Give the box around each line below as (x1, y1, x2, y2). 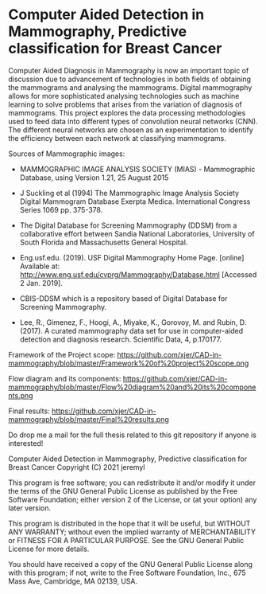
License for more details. (8, 544, 90, 553)
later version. (8, 503, 52, 513)
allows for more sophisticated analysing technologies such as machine (8, 91, 240, 100)
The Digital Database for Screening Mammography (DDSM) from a (19, 221, 237, 230)
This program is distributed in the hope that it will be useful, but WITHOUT (8, 518, 251, 528)
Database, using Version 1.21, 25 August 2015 (19, 173, 169, 182)
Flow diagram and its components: (8, 373, 121, 383)
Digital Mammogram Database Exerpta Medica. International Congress (19, 197, 251, 206)
